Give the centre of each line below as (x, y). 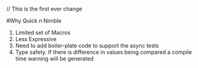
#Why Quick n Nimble (34, 21)
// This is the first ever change (44, 9)
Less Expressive (36, 39)
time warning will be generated (54, 59)
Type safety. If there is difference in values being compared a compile (103, 52)
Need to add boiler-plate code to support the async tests (87, 46)
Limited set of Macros (43, 32)
